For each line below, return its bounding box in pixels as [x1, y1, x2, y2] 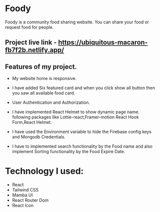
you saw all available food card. [12, 90, 75, 96]
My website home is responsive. [12, 76, 77, 81]
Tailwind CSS [12, 187, 39, 193]
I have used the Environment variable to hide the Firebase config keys [12, 129, 152, 135]
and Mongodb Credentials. [12, 134, 65, 140]
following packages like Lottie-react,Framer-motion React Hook [12, 114, 139, 120]
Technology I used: [5, 166, 84, 177]
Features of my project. [5, 62, 77, 71]
